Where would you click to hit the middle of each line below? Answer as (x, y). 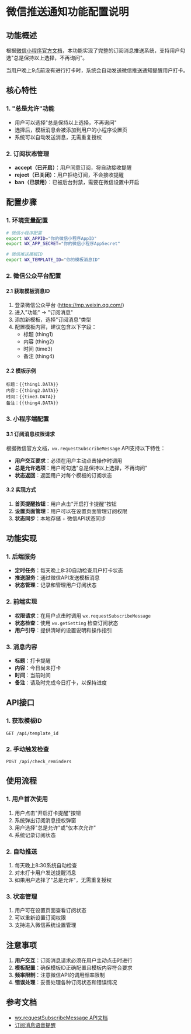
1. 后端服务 (21, 557)
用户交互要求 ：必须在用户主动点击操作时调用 (68, 460)
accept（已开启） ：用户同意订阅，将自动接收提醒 (73, 167)
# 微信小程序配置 (24, 233)
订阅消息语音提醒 (35, 1025)
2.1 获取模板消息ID (28, 291)
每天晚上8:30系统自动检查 (46, 865)
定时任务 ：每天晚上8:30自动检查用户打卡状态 (69, 570)
